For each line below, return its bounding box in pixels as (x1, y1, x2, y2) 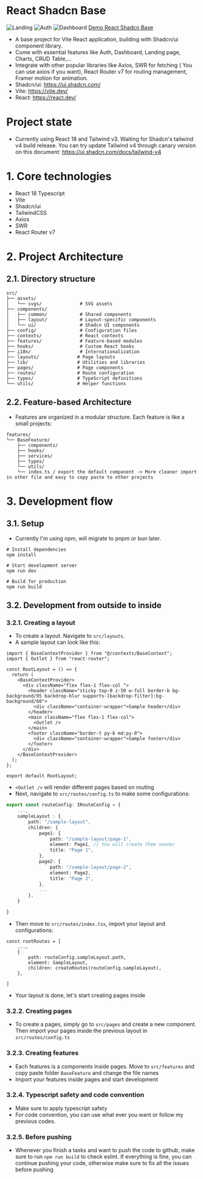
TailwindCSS (15, 209, 47, 216)
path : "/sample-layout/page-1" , (49, 836, 132, 842)
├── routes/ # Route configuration (6, 369, 135, 376)
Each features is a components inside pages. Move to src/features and (15, 1063, 194, 1070)
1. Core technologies (6, 170, 112, 183)
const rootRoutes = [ (6, 938, 61, 944)
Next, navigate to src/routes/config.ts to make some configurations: (15, 790, 190, 797)
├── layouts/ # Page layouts (6, 354, 115, 360)
